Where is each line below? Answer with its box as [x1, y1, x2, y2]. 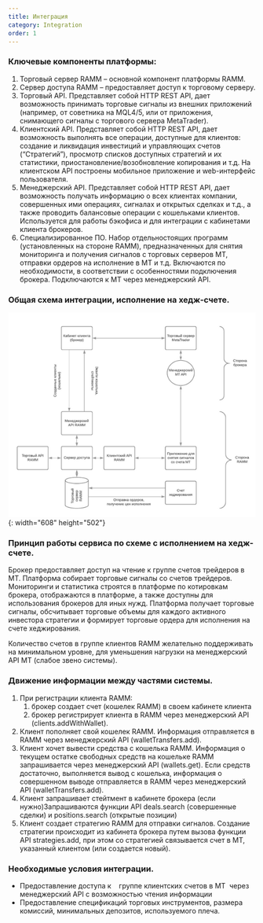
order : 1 [8, 29, 37, 37]
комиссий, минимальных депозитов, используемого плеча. [19, 906, 221, 915]
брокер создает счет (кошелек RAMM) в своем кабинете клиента [31, 701, 252, 711]
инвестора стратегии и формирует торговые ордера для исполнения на [8, 616, 250, 625]
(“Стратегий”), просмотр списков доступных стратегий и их [19, 149, 222, 159]
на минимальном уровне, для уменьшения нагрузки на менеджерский [8, 647, 247, 656]
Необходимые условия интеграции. [8, 863, 155, 874]
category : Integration [8, 20, 82, 29]
